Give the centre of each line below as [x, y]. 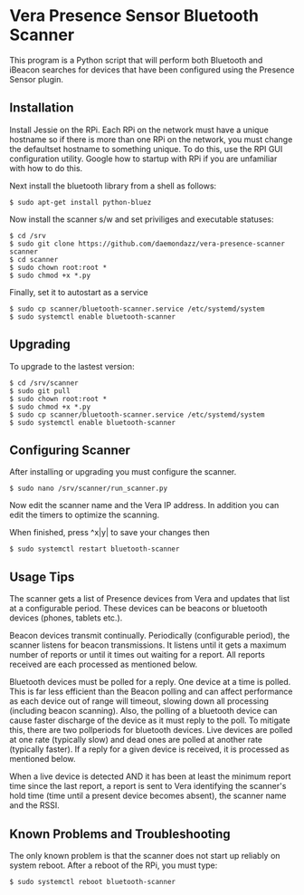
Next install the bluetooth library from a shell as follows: [113, 186]
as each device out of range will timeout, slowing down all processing [139, 701]
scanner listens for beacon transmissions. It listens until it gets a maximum [148, 645]
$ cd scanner [34, 259]
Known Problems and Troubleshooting [120, 834]
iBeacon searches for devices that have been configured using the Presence [152, 70]
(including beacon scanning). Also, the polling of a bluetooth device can [143, 711]
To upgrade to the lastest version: [72, 366]
